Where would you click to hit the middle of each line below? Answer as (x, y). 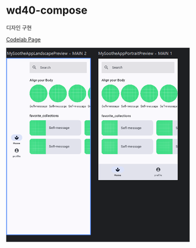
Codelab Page (23, 39)
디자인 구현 (19, 27)
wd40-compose (47, 10)
